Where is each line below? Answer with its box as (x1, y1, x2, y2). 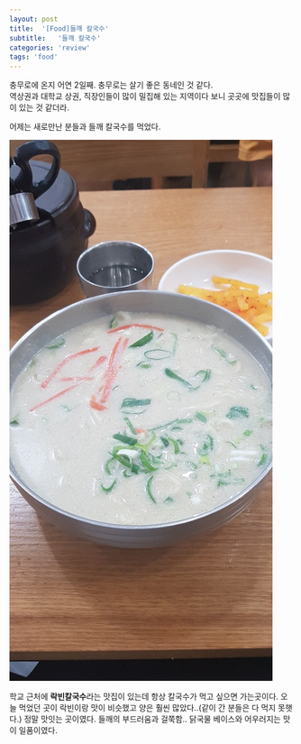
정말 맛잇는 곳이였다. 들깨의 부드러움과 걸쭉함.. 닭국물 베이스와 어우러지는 (23, 713, 281, 725)
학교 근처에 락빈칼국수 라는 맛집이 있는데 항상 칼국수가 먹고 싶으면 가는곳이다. (9, 691, 279, 703)
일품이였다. (18, 725, 59, 736)
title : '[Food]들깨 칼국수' (9, 23, 110, 33)
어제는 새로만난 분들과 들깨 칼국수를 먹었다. (9, 122, 161, 133)
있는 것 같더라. (18, 102, 70, 113)
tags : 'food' (9, 52, 59, 62)
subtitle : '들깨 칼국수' (9, 33, 102, 42)
